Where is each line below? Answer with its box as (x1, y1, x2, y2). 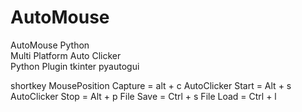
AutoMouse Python (10, 39, 90, 51)
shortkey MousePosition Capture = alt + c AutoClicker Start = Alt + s (10, 79, 292, 91)
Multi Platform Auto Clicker (10, 49, 122, 61)
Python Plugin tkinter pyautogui (10, 60, 140, 72)
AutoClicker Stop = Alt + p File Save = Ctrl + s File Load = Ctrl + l (10, 90, 277, 102)
